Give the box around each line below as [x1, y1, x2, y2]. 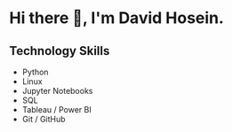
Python [21, 66, 49, 77]
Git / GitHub [21, 114, 66, 124]
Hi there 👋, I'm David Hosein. [9, 8, 225, 28]
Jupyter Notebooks [21, 86, 93, 96]
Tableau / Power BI [21, 105, 92, 114]
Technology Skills [9, 43, 110, 58]
